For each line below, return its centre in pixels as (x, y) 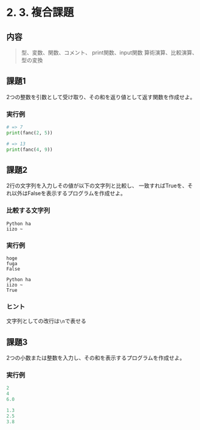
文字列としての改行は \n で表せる (46, 321)
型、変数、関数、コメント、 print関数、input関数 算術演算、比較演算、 (109, 53)
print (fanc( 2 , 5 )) (29, 133)
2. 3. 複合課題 (40, 12)
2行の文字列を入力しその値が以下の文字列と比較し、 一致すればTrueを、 (97, 186)
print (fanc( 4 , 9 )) (29, 150)
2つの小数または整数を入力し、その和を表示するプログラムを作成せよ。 (96, 358)
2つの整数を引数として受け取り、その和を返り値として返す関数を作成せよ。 (101, 97)
